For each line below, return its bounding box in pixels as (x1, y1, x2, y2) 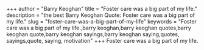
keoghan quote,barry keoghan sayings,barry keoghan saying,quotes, (6, 31, 180, 38)
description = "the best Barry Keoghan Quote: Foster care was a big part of (6, 11, 195, 19)
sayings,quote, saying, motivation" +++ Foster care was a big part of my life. (6, 37, 199, 44)
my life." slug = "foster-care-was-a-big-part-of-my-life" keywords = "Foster (6, 18, 197, 25)
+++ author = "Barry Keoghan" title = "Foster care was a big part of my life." (6, 5, 197, 12)
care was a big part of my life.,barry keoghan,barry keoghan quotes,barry (6, 24, 192, 31)
